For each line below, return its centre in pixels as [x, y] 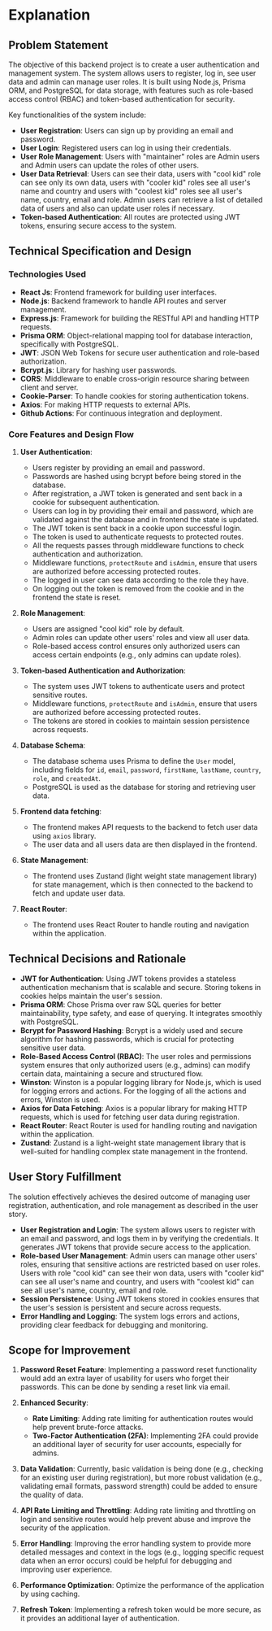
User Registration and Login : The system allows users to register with [138, 1229]
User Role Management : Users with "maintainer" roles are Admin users [140, 157]
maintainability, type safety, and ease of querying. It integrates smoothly [141, 1013]
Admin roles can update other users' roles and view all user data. [141, 637]
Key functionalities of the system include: [78, 115]
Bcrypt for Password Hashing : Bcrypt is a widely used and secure [132, 1030]
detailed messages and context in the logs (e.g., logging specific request [142, 1552]
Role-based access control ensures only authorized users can [136, 646]
